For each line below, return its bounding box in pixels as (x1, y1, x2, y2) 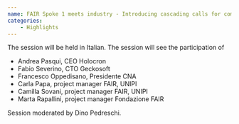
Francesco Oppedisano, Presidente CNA (17, 72, 137, 81)
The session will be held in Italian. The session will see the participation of (7, 43, 225, 52)
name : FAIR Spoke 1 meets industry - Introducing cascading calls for (7, 10, 221, 18)
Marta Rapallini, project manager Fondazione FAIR (17, 95, 164, 103)
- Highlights (20, 24, 59, 31)
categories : (7, 17, 43, 24)
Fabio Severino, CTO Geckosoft (17, 65, 110, 73)
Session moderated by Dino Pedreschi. (7, 108, 122, 118)
